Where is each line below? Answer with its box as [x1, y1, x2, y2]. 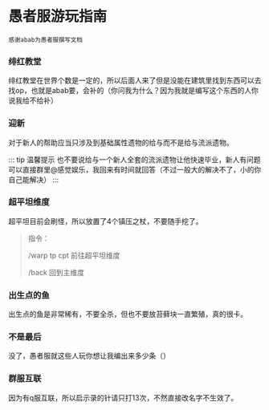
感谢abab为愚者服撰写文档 [8, 35, 83, 44]
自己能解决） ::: [8, 174, 59, 185]
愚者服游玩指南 [8, 7, 108, 26]
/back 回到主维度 [27, 267, 85, 277]
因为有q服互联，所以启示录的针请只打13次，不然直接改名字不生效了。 [8, 392, 238, 402]
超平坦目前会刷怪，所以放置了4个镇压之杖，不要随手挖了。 [8, 216, 203, 225]
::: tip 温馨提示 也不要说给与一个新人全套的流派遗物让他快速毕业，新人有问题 [8, 154, 261, 164]
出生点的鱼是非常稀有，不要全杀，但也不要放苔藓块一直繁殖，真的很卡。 [8, 310, 247, 319]
